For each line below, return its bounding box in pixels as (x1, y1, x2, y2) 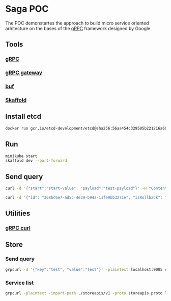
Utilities (5, 209, 31, 218)
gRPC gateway (5, 69, 42, 77)
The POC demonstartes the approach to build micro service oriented (5, 20, 149, 26)
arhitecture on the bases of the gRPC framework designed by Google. (5, 25, 152, 31)
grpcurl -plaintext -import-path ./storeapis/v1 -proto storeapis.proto (5, 291, 163, 296)
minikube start (5, 154, 38, 159)
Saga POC (5, 3, 49, 15)
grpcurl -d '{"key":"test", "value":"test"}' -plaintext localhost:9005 (5, 267, 163, 272)
